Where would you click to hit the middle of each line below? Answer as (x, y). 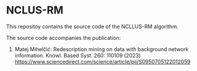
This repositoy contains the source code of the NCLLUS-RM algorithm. (92, 26)
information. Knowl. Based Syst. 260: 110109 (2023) (77, 55)
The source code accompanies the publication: (64, 38)
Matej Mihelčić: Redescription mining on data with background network (101, 49)
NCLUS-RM (35, 10)
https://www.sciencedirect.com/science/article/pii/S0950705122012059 (103, 62)
